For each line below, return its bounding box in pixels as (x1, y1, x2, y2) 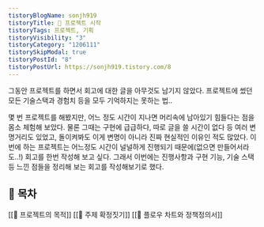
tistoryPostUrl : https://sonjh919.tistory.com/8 (8, 63, 172, 71)
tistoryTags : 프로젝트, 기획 (8, 26, 95, 34)
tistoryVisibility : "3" (8, 33, 87, 42)
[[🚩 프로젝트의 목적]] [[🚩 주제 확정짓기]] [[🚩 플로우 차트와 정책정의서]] (8, 210, 223, 219)
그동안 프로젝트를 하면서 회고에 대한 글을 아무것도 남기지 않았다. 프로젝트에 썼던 (8, 85, 253, 95)
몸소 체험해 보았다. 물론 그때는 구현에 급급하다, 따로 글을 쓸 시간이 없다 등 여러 (8, 122, 248, 131)
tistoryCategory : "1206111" (8, 41, 101, 49)
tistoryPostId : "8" (8, 56, 73, 64)
